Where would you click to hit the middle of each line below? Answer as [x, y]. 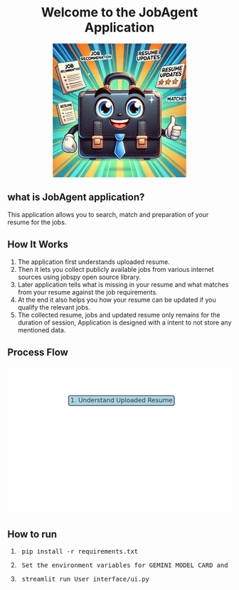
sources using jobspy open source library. [79, 277]
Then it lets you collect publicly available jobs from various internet [116, 269]
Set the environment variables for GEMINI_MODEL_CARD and [125, 565]
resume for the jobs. [37, 222]
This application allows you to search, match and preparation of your [108, 214]
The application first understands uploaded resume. [94, 262]
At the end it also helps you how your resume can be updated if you [117, 300]
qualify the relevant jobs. [54, 307]
